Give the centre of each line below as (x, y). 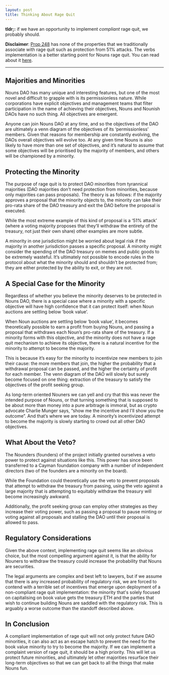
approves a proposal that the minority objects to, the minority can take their (83, 200)
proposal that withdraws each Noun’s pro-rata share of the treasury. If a (80, 332)
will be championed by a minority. (40, 156)
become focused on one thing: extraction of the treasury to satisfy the (78, 379)
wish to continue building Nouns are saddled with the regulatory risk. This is (84, 603)
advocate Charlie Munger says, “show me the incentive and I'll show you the (84, 411)
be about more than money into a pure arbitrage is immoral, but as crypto (81, 405)
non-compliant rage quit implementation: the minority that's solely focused (82, 592)
